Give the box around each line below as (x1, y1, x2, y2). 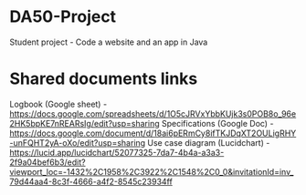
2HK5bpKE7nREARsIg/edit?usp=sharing (9, 118, 160, 128)
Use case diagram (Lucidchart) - (147, 137, 270, 148)
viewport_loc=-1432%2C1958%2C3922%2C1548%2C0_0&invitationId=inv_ (9, 166, 294, 177)
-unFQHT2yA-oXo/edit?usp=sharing (9, 137, 146, 148)
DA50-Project (9, 6, 117, 27)
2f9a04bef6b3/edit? (9, 157, 86, 168)
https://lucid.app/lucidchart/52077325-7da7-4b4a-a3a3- (9, 147, 225, 158)
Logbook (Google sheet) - (9, 98, 108, 109)
